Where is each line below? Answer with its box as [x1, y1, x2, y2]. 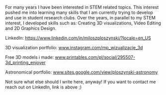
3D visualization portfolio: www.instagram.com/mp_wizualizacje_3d [5, 45, 143, 50]
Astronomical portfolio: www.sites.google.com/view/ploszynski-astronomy [5, 69, 158, 75]
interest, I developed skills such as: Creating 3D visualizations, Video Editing [5, 20, 162, 26]
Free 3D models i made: [5, 54, 54, 60]
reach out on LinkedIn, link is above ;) [5, 84, 82, 90]
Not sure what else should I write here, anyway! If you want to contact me [5, 79, 156, 85]
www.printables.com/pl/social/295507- [55, 54, 136, 60]
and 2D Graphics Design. [5, 25, 57, 31]
